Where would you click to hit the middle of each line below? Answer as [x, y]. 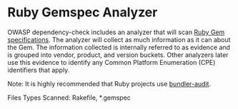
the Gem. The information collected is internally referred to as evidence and [119, 47]
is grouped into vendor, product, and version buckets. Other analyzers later [118, 55]
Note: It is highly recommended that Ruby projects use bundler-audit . [109, 83]
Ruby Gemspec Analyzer [83, 12]
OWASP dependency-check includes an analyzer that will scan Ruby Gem [116, 32]
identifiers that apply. [39, 70]
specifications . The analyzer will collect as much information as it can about [119, 39]
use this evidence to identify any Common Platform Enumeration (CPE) [111, 62]
